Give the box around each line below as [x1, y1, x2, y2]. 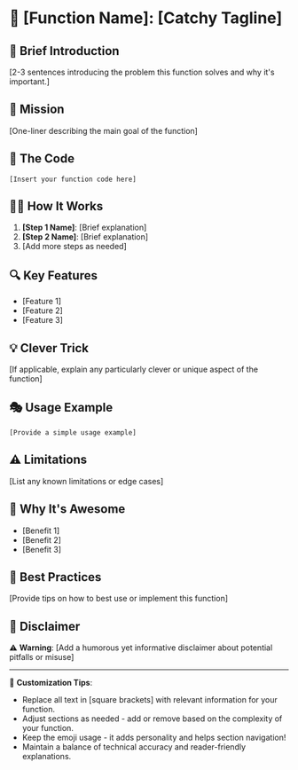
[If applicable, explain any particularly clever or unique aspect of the [9, 364, 259, 375]
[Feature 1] [21, 296, 62, 307]
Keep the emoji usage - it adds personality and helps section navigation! [21, 732, 286, 743]
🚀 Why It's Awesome [9, 501, 126, 517]
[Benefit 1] [21, 525, 60, 536]
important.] [9, 76, 51, 87]
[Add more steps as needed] [21, 241, 127, 252]
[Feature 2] [21, 305, 64, 316]
